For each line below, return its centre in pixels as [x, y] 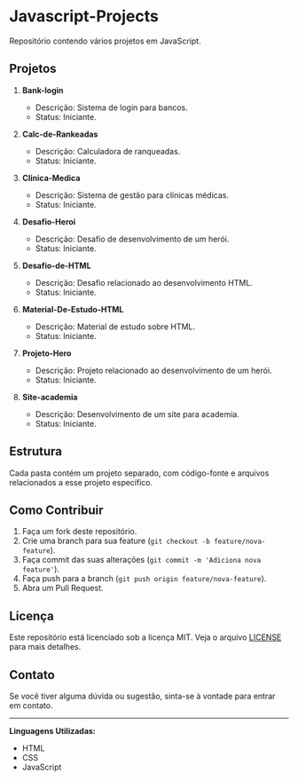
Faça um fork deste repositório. [79, 532]
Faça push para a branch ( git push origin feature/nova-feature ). [144, 579]
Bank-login [43, 90]
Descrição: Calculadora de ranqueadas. [108, 151]
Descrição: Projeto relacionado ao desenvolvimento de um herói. [153, 370]
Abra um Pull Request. [63, 588]
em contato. [31, 706]
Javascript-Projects [84, 16]
